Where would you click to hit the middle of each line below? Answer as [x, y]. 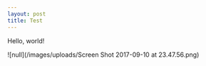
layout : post [27, 14]
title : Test [25, 21]
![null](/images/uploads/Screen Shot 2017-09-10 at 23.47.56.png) [103, 55]
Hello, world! [26, 40]
